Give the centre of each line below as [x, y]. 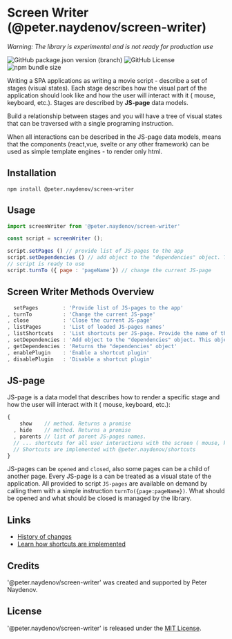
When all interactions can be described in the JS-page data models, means [114, 137]
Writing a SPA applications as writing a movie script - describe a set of [107, 80]
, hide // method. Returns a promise [72, 430]
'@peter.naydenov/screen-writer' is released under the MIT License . [104, 628]
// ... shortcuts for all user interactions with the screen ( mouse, [117, 443]
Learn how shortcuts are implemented [71, 544]
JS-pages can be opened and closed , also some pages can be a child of [108, 469]
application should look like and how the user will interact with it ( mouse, [111, 95]
